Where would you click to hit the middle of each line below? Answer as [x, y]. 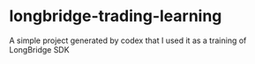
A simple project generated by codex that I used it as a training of [128, 40]
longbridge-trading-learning [116, 16]
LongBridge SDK [39, 49]
